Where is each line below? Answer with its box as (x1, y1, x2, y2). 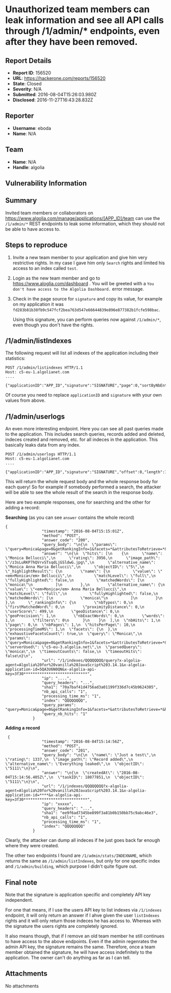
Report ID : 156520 (12, 70, 51, 76)
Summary (5, 196, 37, 205)
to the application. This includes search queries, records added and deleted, (5, 431, 165, 437)
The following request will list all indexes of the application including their (5, 350, 159, 356)
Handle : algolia (12, 164, 45, 170)
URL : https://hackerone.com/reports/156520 (12, 75, 106, 81)
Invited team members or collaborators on (5, 210, 93, 216)
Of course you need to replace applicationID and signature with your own (5, 392, 162, 398)
